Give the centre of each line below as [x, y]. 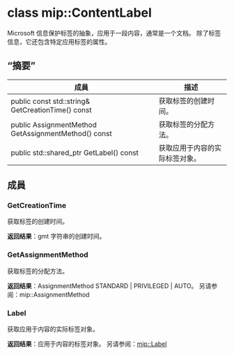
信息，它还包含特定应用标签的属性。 [59, 41]
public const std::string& [50, 101]
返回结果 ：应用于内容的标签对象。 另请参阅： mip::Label [87, 344]
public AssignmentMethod [54, 125]
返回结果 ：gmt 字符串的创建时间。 [56, 236]
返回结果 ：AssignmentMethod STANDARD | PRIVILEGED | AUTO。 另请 [109, 286]
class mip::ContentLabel [79, 13]
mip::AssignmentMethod [54, 294]
